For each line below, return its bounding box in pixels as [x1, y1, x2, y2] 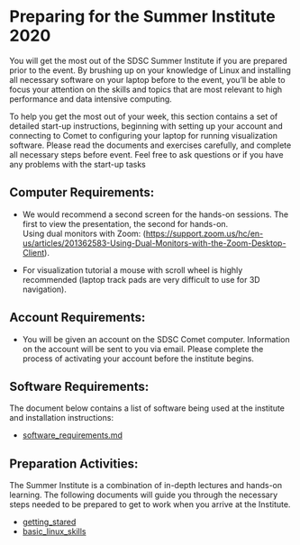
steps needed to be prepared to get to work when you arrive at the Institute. [9, 499, 291, 510]
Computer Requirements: [9, 185, 155, 200]
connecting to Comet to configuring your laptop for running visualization [9, 130, 277, 141]
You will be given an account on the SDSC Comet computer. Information [22, 333, 290, 344]
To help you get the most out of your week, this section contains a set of [9, 111, 278, 122]
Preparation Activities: [9, 456, 139, 471]
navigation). [22, 284, 68, 295]
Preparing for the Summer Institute [9, 6, 277, 27]
